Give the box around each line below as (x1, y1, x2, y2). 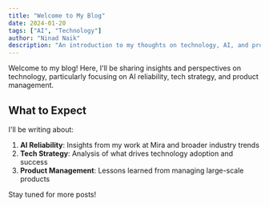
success (19, 157, 48, 166)
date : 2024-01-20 (8, 19, 66, 27)
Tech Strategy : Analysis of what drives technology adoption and (19, 149, 234, 158)
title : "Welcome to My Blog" (8, 11, 106, 20)
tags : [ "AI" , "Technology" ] (8, 26, 102, 34)
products (19, 173, 50, 184)
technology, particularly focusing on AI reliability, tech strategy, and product (8, 72, 259, 82)
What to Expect (8, 103, 86, 117)
